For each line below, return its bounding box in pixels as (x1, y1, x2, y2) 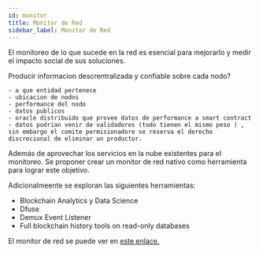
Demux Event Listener (19, 213, 92, 222)
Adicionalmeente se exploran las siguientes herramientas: (8, 180, 196, 190)
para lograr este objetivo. (8, 166, 90, 175)
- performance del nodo (8, 100, 87, 109)
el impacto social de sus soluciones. (8, 56, 126, 65)
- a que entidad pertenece (8, 87, 97, 95)
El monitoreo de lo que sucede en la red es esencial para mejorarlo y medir (8, 48, 252, 58)
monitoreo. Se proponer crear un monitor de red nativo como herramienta (8, 157, 247, 166)
